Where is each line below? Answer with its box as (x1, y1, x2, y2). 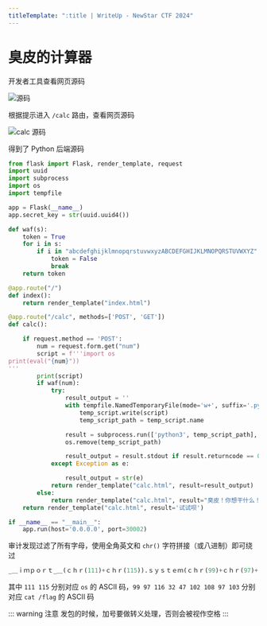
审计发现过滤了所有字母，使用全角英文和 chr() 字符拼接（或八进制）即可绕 (8, 541, 253, 550)
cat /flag (23, 593, 57, 601)
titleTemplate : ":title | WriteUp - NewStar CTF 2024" (8, 11, 194, 20)
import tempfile (8, 189, 62, 197)
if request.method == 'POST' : (22, 335, 123, 343)
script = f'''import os (37, 349, 115, 358)
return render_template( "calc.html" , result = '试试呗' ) (22, 504, 204, 511)
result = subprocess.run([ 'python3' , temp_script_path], (64, 430, 258, 438)
